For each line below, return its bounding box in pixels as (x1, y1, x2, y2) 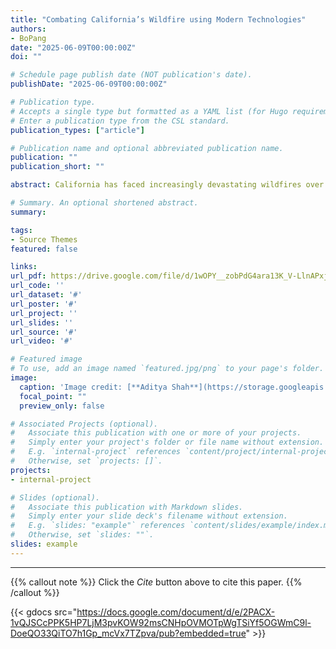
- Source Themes (10, 234, 78, 245)
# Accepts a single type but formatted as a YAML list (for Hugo (10, 106, 288, 116)
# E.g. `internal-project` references (10, 447, 182, 457)
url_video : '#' (10, 336, 74, 346)
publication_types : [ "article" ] (10, 125, 145, 135)
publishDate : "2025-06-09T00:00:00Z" (10, 79, 168, 90)
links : (10, 262, 38, 272)
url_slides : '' (10, 317, 74, 328)
